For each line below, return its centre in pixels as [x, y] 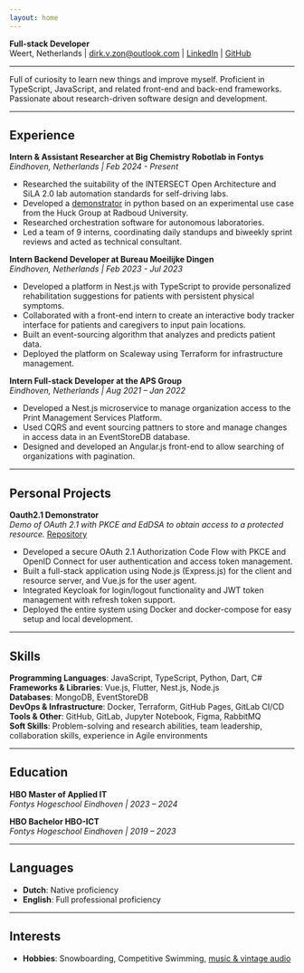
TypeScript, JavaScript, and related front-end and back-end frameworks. [146, 89]
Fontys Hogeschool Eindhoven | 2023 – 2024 [94, 804]
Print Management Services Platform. [92, 418]
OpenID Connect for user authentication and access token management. [157, 561]
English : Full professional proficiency [91, 899]
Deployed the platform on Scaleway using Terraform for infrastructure [152, 354]
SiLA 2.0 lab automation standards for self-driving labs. [125, 194]
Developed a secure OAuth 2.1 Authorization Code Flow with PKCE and [154, 552]
